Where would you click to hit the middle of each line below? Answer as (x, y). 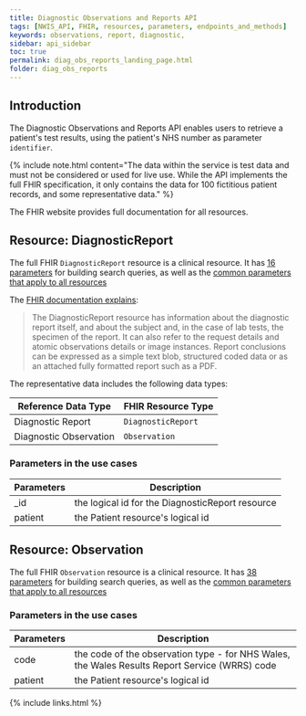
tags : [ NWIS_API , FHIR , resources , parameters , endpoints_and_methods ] (148, 26)
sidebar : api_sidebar (51, 43)
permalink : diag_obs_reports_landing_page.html (102, 60)
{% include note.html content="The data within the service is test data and (149, 164)
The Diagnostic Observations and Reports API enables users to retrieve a (147, 128)
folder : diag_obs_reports (58, 69)
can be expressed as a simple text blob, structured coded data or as (160, 356)
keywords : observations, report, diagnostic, (97, 35)
